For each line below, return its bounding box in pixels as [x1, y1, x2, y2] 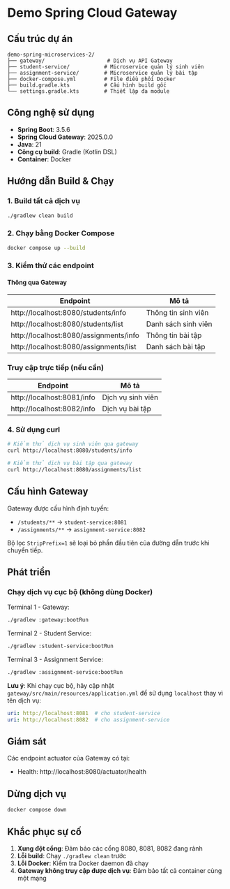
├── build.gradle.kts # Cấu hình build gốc [7, 82, 167, 89]
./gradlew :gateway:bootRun [7, 617, 89, 624]
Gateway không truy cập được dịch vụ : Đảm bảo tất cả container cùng [17, 866, 222, 874]
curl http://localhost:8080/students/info [7, 447, 132, 455]
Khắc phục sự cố [7, 825, 82, 837]
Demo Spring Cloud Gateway [7, 5, 178, 21]
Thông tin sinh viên [146, 307, 209, 317]
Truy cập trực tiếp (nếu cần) [7, 362, 105, 372]
